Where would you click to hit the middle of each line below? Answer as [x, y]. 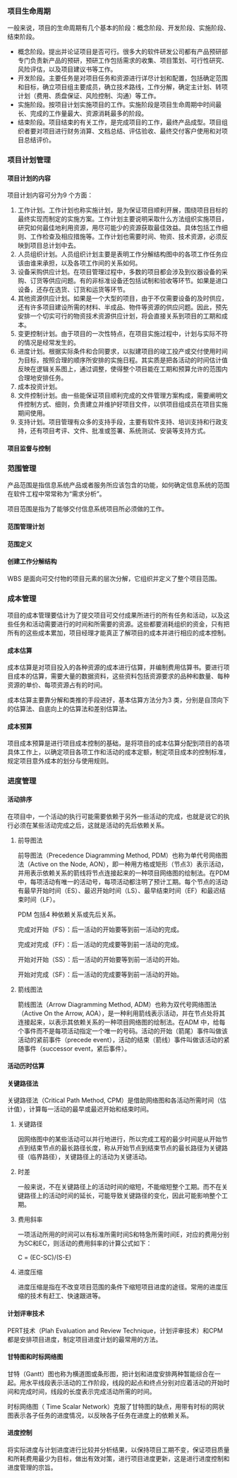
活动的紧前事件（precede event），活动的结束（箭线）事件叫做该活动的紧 [123, 1039]
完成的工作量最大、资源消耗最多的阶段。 [89, 114]
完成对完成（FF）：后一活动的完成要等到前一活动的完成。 [100, 944]
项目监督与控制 [29, 448]
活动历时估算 [26, 1066]
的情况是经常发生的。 [48, 342]
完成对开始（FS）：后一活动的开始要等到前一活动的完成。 [100, 929]
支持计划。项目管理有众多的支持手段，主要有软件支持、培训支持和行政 [120, 422]
